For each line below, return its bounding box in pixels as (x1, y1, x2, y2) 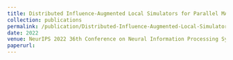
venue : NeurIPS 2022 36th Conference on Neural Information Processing (7, 36, 218, 43)
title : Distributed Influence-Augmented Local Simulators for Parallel (7, 10, 218, 17)
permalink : (7, 23, 39, 30)
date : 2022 (7, 29, 39, 37)
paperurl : (7, 42, 36, 49)
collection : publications (7, 17, 82, 23)
